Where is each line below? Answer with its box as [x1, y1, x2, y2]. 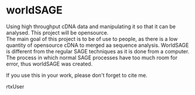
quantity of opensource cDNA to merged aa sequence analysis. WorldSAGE [6, 42, 189, 49]
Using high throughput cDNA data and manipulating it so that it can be [6, 23, 176, 30]
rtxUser [6, 83, 25, 90]
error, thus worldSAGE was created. [6, 60, 93, 67]
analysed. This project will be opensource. [6, 29, 109, 36]
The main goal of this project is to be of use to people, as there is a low [6, 35, 178, 42]
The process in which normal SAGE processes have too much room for [6, 54, 178, 61]
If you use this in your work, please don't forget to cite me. [6, 72, 148, 79]
